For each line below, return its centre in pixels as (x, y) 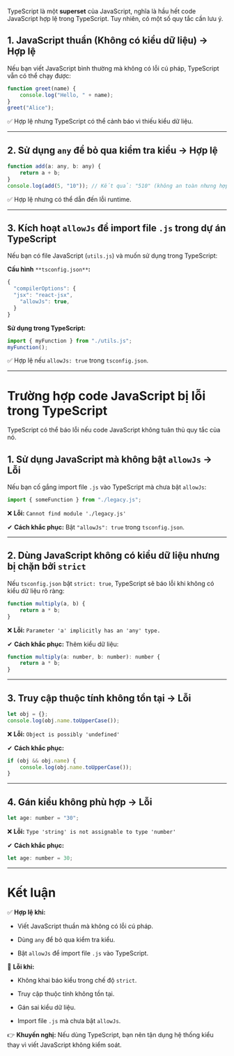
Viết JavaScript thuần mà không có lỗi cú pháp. (85, 926)
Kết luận (32, 893)
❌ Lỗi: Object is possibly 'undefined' (64, 734)
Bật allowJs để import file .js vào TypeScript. (83, 953)
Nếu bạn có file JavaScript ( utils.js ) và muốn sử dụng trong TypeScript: (112, 256)
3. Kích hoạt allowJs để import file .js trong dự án (117, 228)
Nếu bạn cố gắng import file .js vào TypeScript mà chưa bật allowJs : (107, 487)
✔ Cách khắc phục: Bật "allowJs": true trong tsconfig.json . (96, 527)
